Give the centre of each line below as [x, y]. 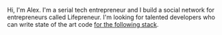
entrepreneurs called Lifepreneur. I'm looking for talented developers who [111, 17]
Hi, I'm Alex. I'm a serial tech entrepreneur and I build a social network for [111, 10]
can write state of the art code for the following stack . [83, 24]
